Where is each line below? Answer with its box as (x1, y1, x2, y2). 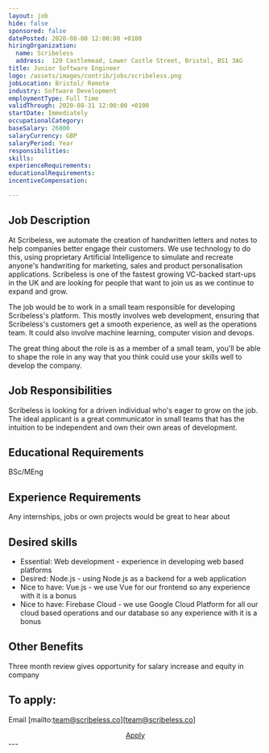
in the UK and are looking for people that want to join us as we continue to (8, 277, 255, 287)
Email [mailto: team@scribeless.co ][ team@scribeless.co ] (8, 714, 196, 724)
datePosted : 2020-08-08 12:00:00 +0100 (8, 34, 143, 43)
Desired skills (8, 535, 78, 549)
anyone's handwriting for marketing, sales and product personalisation (8, 260, 243, 270)
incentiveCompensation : (8, 177, 89, 185)
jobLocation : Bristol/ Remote (8, 79, 110, 87)
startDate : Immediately (8, 110, 89, 118)
